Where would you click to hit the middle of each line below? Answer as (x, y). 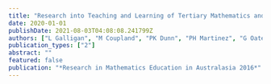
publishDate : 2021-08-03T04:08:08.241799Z (81, 30)
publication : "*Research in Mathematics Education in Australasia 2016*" (135, 68)
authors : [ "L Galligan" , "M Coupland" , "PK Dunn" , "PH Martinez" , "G (128, 38)
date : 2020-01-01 (38, 23)
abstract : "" (30, 53)
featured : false (35, 61)
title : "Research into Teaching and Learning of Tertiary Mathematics (129, 16)
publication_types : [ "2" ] (52, 46)
